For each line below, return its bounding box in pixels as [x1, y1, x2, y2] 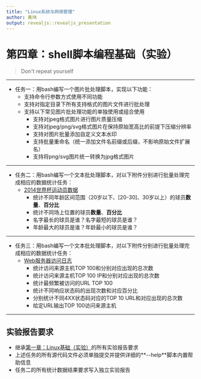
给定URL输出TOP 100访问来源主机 [32, 302, 117, 309]
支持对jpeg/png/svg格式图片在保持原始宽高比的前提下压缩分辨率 [32, 123, 192, 131]
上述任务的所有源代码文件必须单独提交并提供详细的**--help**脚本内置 [14, 351, 188, 359]
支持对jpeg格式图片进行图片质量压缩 [32, 116, 123, 123]
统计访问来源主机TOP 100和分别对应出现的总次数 [32, 265, 154, 272]
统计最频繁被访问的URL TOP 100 [32, 280, 113, 287]
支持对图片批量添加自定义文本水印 [32, 131, 117, 138]
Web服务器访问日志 [23, 257, 72, 264]
